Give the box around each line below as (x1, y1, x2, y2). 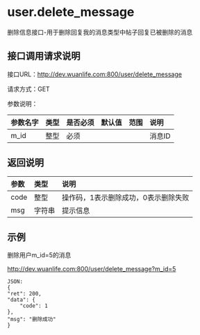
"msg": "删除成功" (7, 316, 56, 323)
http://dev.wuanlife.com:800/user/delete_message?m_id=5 (7, 265, 176, 273)
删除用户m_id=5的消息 (7, 251, 72, 259)
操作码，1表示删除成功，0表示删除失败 (61, 192, 190, 202)
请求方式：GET (7, 85, 50, 93)
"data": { (7, 296, 36, 304)
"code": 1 (19, 302, 49, 309)
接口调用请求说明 (7, 50, 81, 62)
